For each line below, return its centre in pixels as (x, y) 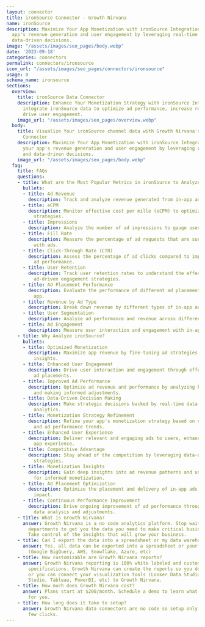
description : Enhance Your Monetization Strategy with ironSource (103, 103)
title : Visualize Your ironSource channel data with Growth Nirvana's (109, 131)
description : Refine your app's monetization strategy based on (112, 421)
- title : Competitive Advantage (63, 450)
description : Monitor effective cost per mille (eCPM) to (103, 211)
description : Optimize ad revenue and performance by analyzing (112, 387)
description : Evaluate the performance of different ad (101, 290)
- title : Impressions (50, 222)
